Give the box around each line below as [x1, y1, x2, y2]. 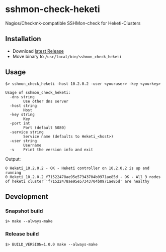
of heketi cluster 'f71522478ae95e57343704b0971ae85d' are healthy [5, 179, 150, 184]
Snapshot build [5, 207, 43, 214]
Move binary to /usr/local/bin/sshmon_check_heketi [12, 53, 122, 59]
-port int [10, 120, 30, 126]
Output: [5, 156, 21, 162]
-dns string [10, 94, 35, 99]
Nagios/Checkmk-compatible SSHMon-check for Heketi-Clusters [5, 20, 141, 26]
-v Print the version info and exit [10, 147, 94, 152]
